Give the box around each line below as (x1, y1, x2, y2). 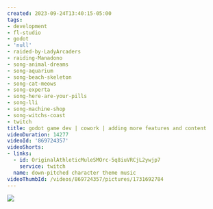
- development (7, 23, 48, 29)
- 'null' (7, 42, 32, 49)
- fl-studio (7, 29, 41, 36)
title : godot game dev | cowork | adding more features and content (7, 125, 207, 132)
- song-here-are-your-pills (7, 93, 88, 100)
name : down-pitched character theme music (13, 169, 136, 176)
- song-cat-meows (7, 80, 57, 87)
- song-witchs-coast (7, 112, 66, 119)
